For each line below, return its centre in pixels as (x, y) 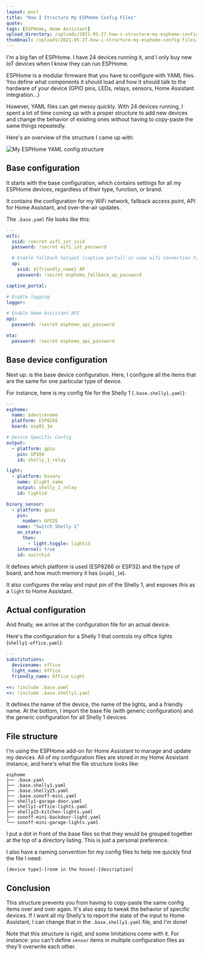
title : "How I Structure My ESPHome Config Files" (71, 18)
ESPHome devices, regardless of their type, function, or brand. (85, 189)
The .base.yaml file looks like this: (48, 219)
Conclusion (28, 888)
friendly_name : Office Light (48, 676)
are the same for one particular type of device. (64, 381)
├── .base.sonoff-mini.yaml (42, 796)
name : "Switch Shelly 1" (48, 527)
